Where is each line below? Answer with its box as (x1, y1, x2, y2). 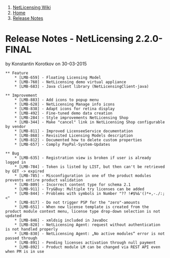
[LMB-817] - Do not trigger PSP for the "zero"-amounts (18, 200, 140, 205)
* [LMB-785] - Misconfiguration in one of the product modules (14, 173, 152, 178)
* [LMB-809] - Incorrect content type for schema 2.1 (14, 182, 131, 187)
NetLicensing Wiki (12, 5, 51, 10)
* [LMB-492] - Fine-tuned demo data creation (14, 111, 113, 116)
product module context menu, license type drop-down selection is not (5, 209, 160, 214)
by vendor (5, 124, 26, 129)
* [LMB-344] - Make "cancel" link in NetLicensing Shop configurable (14, 119, 165, 124)
